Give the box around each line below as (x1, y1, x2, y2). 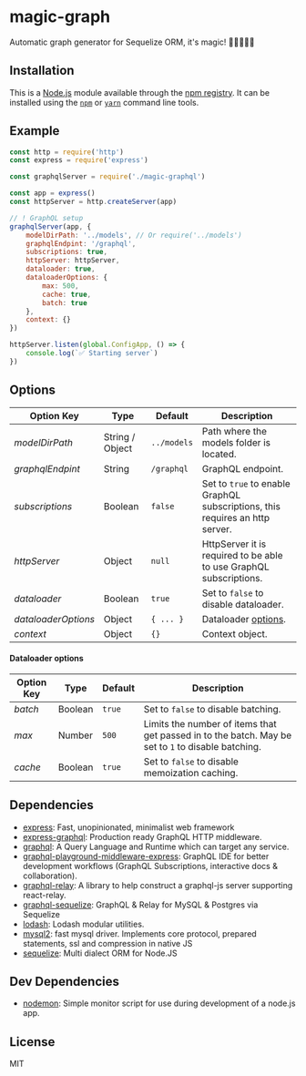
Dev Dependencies (9, 974, 120, 989)
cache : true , (42, 290, 92, 299)
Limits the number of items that (143, 717, 277, 730)
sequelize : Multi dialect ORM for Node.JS (22, 948, 178, 958)
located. (201, 447, 237, 460)
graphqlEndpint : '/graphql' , (25, 239, 137, 248)
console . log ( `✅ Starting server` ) (25, 349, 158, 358)
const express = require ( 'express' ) (9, 156, 148, 165)
